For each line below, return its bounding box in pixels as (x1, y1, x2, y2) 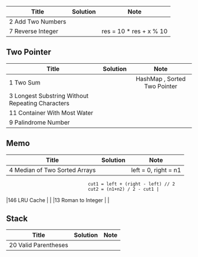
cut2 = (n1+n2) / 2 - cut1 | (87, 186, 160, 192)
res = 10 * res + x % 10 (101, 27, 168, 35)
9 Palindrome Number (9, 118, 70, 126)
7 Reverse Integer (9, 27, 59, 35)
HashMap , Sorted (135, 74, 186, 83)
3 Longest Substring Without (9, 92, 89, 100)
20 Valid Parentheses (9, 241, 69, 249)
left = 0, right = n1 (131, 165, 181, 174)
